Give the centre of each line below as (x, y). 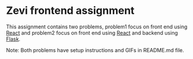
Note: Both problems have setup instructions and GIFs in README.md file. (95, 50)
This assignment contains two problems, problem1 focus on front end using (97, 27)
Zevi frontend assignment (70, 11)
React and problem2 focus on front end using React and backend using (92, 32)
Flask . (13, 39)
